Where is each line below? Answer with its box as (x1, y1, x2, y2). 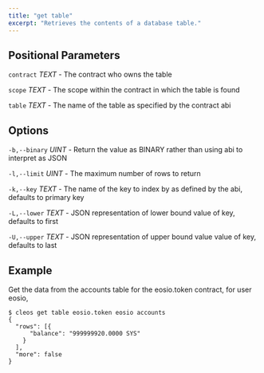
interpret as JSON (8, 153, 68, 163)
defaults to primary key (8, 193, 85, 202)
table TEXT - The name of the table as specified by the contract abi (8, 100, 231, 110)
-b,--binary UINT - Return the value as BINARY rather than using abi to (8, 145, 243, 155)
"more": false (15, 350, 62, 359)
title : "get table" (8, 11, 73, 20)
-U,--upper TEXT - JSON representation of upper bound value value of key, (8, 232, 257, 241)
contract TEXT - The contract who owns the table (8, 69, 173, 80)
